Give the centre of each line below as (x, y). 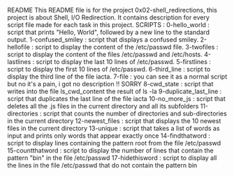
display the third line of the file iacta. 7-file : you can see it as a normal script (117, 77)
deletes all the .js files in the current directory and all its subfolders (103, 106)
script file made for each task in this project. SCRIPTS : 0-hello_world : (108, 25)
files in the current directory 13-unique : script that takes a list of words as (114, 128)
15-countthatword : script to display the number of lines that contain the (111, 150)
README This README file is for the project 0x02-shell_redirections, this (112, 10)
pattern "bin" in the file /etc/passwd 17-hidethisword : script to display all (112, 158)
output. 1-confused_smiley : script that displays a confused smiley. (103, 40)
